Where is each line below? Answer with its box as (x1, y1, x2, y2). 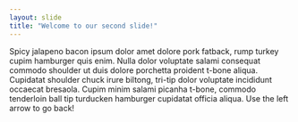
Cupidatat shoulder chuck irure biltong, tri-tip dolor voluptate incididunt (9, 74, 273, 85)
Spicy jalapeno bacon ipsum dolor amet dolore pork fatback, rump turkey (9, 45, 279, 56)
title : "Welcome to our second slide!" (9, 21, 158, 30)
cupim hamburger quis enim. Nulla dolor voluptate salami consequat (9, 55, 261, 66)
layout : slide (9, 12, 63, 22)
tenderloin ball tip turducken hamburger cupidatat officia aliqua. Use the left (9, 93, 289, 103)
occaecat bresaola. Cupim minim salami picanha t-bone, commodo (9, 84, 257, 94)
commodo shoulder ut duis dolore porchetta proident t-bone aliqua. (9, 64, 259, 76)
